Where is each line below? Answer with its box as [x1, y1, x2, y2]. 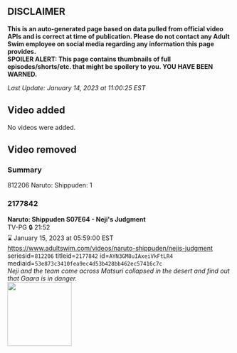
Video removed [7, 143, 77, 156]
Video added [7, 104, 65, 116]
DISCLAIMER [7, 6, 65, 18]
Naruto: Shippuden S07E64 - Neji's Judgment [7, 214, 146, 223]
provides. [7, 47, 37, 55]
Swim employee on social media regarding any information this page [7, 39, 215, 48]
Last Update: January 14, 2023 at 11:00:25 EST [7, 83, 146, 92]
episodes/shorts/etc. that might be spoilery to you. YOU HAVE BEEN [7, 62, 214, 70]
